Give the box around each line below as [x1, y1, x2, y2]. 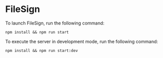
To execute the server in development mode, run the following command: [5, 38, 158, 44]
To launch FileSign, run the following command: [5, 20, 105, 26]
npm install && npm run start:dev [5, 48, 78, 53]
